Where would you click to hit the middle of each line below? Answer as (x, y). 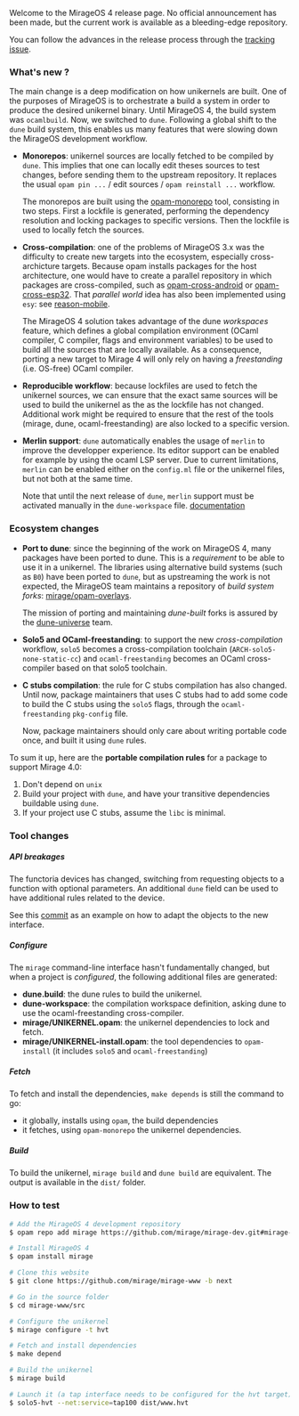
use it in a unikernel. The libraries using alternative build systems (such (152, 567)
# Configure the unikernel (59, 1322)
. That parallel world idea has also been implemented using (178, 295)
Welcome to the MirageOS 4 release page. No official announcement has (143, 13)
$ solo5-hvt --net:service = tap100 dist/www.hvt (99, 1403)
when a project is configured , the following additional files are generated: (143, 977)
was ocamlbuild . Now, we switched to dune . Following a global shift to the (143, 120)
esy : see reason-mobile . (66, 304)
